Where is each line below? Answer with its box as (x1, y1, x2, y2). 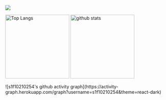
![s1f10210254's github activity (5, 84, 69, 89)
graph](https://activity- (70, 84, 118, 89)
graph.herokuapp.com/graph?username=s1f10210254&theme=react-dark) (5, 89, 162, 95)
